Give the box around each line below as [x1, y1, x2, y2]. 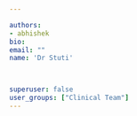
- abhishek [9, 28, 50, 38]
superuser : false [9, 85, 74, 94]
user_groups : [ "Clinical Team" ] [9, 94, 129, 103]
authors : [9, 20, 42, 29]
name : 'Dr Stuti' [9, 54, 74, 63]
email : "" [9, 45, 46, 54]
